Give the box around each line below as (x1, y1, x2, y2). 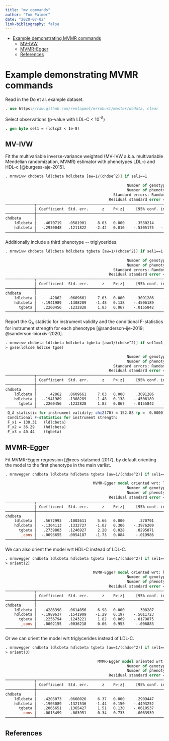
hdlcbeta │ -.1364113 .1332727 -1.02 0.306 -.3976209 (14, 523, 154, 528)
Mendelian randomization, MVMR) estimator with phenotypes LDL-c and (5, 158, 155, 165)
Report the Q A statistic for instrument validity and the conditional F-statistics (5, 319, 163, 326)
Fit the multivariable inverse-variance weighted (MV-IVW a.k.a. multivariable (5, 153, 163, 160)
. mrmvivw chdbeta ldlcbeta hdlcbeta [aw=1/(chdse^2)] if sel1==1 (5, 174, 147, 179)
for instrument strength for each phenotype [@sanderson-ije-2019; (5, 325, 144, 331)
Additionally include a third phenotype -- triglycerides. (5, 239, 118, 245)
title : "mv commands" (5, 7, 51, 13)
